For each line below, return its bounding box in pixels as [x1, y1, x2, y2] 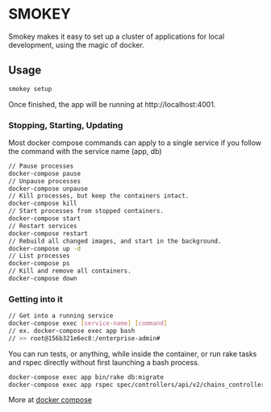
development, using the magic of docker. [8, 40, 145, 49]
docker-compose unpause [8, 185, 89, 193]
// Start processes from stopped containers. [8, 207, 164, 215]
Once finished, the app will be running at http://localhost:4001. [8, 99, 216, 109]
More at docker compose [8, 395, 93, 405]
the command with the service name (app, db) [8, 146, 163, 156]
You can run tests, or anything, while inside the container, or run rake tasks [8, 348, 257, 359]
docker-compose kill [8, 199, 78, 208]
